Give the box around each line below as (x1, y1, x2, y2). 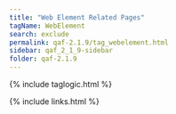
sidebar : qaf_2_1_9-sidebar (9, 46, 114, 55)
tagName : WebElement (9, 21, 86, 30)
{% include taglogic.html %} (9, 79, 113, 89)
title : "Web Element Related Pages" (9, 12, 145, 22)
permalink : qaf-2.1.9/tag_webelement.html (9, 37, 169, 47)
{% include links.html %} (9, 96, 100, 107)
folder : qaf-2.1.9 (9, 54, 77, 63)
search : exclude (9, 29, 69, 38)
